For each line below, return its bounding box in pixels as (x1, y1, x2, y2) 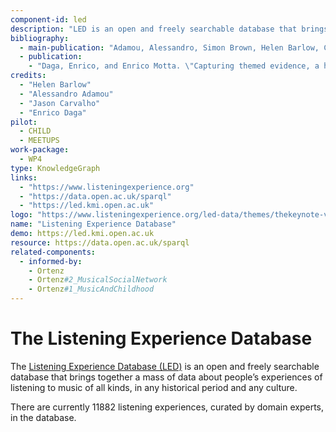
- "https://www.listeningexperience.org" (19, 182, 195, 192)
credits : (10, 71, 47, 81)
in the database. (10, 411, 77, 423)
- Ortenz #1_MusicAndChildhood (28, 284, 155, 295)
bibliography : (10, 33, 70, 43)
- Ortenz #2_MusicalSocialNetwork (28, 275, 168, 285)
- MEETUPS (19, 136, 60, 146)
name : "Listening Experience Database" (10, 219, 177, 230)
